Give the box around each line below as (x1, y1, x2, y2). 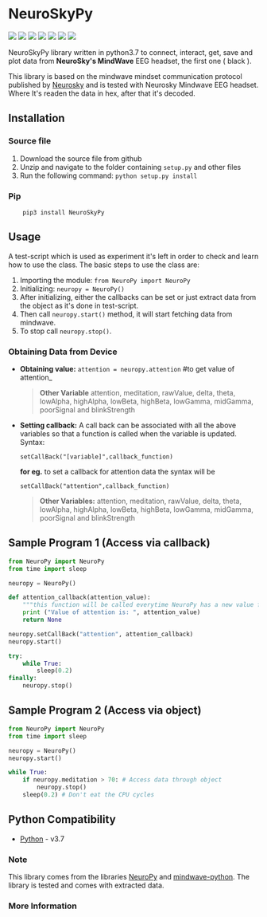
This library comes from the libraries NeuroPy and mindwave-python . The (8, 872, 250, 882)
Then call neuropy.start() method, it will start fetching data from (19, 309, 233, 319)
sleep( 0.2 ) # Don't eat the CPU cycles (22, 791, 155, 799)
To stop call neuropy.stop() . (19, 326, 112, 336)
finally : (8, 675, 37, 683)
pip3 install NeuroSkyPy (22, 208, 105, 216)
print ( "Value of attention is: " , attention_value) (22, 608, 201, 616)
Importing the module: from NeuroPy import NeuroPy (19, 275, 191, 285)
